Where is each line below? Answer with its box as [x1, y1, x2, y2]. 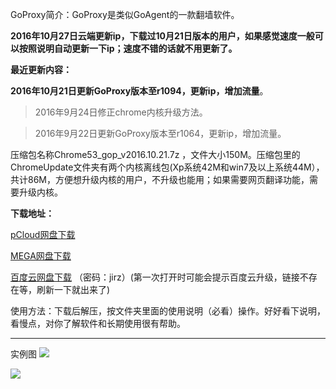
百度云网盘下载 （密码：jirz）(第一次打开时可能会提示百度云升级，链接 [10, 271, 300, 283]
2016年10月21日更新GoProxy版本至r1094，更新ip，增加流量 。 [10, 85, 269, 97]
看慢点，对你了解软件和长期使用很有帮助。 [10, 318, 186, 329]
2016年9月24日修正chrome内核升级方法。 [34, 106, 208, 118]
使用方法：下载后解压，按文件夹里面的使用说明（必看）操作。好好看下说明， [10, 305, 326, 317]
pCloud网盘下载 [10, 229, 76, 240]
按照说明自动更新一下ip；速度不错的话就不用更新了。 [18, 43, 238, 54]
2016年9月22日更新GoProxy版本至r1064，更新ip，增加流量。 [34, 128, 287, 139]
